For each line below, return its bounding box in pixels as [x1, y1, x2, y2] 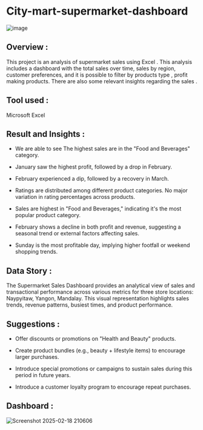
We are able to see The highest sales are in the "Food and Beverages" [15, 145, 190, 153]
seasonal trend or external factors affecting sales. [15, 230, 139, 237]
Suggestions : [6, 319, 60, 329]
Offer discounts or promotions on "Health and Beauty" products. [15, 335, 176, 342]
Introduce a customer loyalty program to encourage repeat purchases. [15, 383, 191, 390]
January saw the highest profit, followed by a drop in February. [15, 163, 173, 171]
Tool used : [6, 95, 49, 106]
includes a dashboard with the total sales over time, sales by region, [6, 64, 176, 72]
